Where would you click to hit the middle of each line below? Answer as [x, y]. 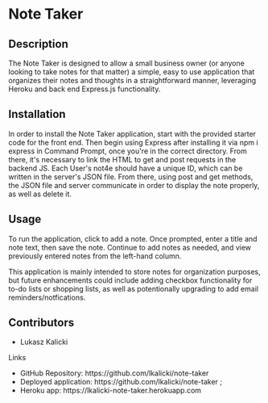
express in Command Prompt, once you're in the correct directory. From [128, 151]
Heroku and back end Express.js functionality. [85, 89]
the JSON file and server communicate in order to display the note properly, [134, 185]
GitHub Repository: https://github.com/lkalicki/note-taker [114, 373]
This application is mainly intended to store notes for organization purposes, [135, 271]
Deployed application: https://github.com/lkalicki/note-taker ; [121, 382]
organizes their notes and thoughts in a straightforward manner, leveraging [132, 80]
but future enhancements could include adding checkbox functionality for [130, 280]
